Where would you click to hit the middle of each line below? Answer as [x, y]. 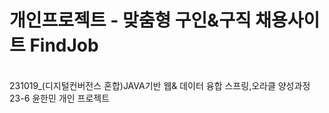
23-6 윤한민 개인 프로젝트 [60, 98]
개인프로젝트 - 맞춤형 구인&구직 [130, 20]
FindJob [64, 45]
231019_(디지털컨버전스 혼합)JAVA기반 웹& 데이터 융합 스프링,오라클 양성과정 [160, 85]
